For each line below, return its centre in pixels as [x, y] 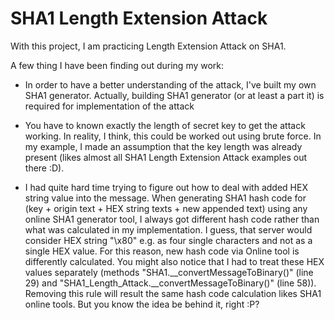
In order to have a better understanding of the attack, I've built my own [170, 84]
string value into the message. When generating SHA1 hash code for [165, 198]
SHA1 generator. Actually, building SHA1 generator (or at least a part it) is [174, 95]
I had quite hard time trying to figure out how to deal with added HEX [166, 187]
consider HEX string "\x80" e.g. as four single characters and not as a [168, 240]
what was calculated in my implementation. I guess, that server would [168, 229]
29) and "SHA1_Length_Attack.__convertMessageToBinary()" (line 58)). [170, 283]
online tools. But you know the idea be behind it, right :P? [142, 304]
